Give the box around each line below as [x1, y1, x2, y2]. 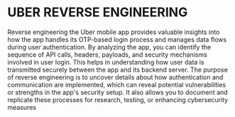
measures [7, 103, 37, 111]
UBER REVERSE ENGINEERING [7, 4, 188, 21]
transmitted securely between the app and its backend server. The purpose [7, 65, 229, 74]
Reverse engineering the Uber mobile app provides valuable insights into [7, 28, 220, 36]
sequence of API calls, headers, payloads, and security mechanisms [7, 50, 207, 59]
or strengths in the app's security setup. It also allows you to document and [7, 88, 229, 96]
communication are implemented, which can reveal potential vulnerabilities [7, 80, 226, 89]
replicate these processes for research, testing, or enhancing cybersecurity [7, 95, 229, 104]
